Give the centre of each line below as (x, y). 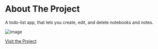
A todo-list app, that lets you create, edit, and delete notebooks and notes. (79, 22)
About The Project (42, 9)
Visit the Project (21, 41)
